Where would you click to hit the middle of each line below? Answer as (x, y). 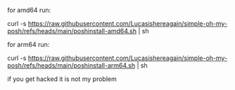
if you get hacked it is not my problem (62, 79)
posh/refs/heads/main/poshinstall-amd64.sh (72, 31)
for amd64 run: (29, 10)
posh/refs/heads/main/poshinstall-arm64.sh (71, 65)
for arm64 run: (28, 44)
